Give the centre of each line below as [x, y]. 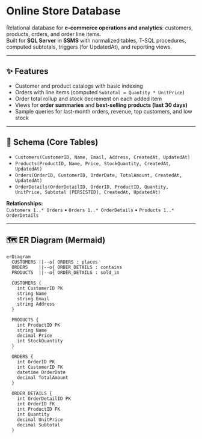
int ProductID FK [39, 410]
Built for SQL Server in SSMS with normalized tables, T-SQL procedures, [96, 40]
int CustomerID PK [40, 289]
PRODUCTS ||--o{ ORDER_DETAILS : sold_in [66, 273]
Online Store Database [64, 11]
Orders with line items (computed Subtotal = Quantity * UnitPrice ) [99, 92]
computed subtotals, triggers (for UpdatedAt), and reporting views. [89, 47]
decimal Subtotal [39, 425]
